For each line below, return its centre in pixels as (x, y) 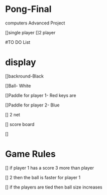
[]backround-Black (24, 76)
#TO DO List (18, 42)
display (21, 62)
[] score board (20, 124)
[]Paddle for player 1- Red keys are (41, 95)
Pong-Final (28, 9)
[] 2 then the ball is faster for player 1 (43, 177)
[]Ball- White (18, 86)
